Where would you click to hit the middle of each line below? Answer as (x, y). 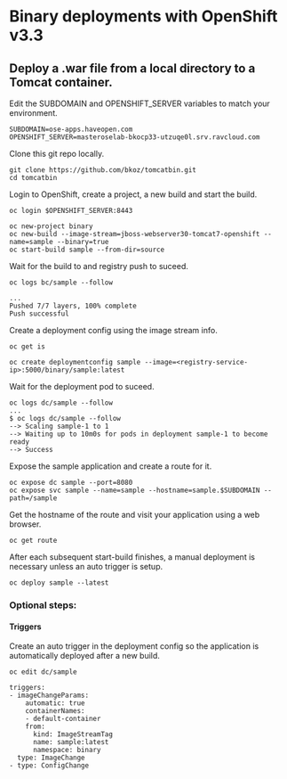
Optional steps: (43, 605)
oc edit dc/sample (43, 672)
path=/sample (33, 498)
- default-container (63, 719)
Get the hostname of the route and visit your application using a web (135, 515)
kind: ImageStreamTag (73, 734)
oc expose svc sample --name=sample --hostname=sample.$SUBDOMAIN (135, 490)
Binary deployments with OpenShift (143, 16)
